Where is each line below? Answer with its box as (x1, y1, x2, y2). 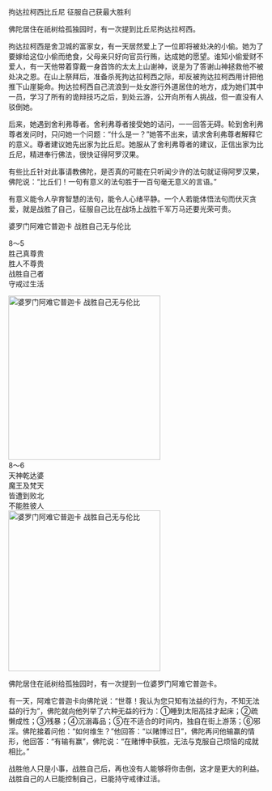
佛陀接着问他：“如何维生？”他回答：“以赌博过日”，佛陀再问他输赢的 (22, 726, 249, 736)
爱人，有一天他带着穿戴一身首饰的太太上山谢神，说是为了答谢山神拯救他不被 (8, 61, 264, 71)
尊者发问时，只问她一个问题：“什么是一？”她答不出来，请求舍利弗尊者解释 (8, 129, 257, 139)
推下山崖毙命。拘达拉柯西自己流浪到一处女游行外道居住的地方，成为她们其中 (8, 82, 264, 91)
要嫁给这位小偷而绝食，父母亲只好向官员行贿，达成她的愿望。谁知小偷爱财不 (8, 52, 264, 61)
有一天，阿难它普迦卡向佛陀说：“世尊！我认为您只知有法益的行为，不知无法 (8, 696, 261, 705)
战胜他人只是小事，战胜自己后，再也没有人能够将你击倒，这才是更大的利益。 (8, 764, 264, 773)
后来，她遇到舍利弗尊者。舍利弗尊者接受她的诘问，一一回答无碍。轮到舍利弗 (8, 120, 264, 129)
